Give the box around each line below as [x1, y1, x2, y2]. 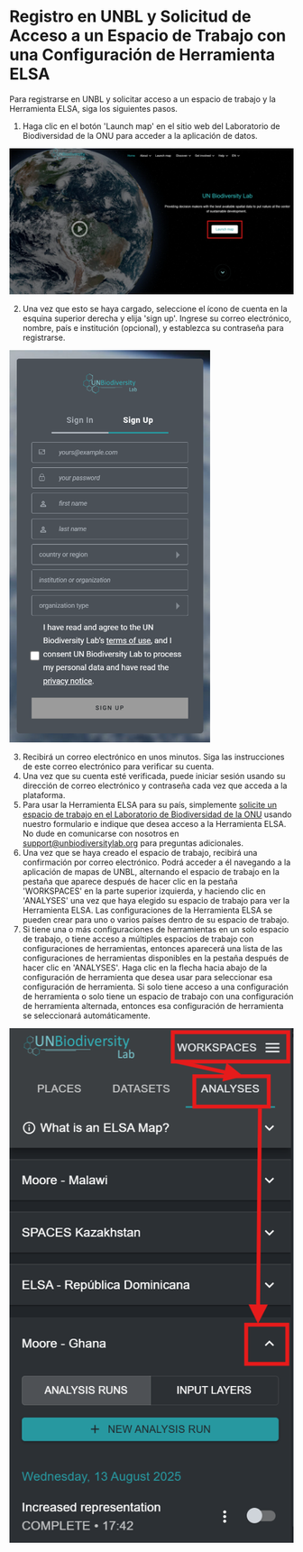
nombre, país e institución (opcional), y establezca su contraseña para [22, 322, 284, 333]
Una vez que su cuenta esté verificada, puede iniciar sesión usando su [22, 770, 286, 781]
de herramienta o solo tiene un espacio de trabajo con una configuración [22, 990, 294, 1002]
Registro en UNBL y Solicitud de [9, 6, 252, 27]
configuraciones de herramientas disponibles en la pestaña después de [22, 952, 289, 963]
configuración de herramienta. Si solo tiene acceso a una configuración [22, 981, 289, 992]
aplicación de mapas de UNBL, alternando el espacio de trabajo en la [22, 866, 280, 877]
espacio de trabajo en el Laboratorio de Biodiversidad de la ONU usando [22, 809, 292, 820]
